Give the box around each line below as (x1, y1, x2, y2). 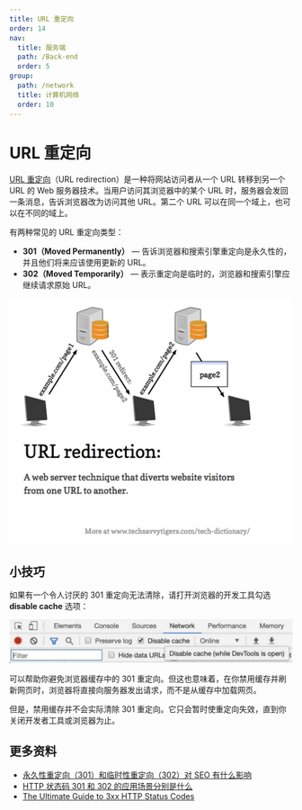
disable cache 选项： (9, 601, 89, 612)
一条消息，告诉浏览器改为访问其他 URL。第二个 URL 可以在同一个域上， (9, 196, 276, 207)
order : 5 (17, 62, 50, 71)
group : (9, 72, 34, 81)
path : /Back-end (17, 52, 78, 62)
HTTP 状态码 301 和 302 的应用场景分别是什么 (22, 780, 193, 791)
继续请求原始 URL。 (22, 280, 96, 291)
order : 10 (17, 100, 54, 109)
